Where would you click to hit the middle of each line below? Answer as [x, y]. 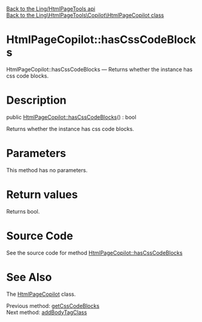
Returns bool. [23, 211]
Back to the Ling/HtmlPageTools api [51, 9]
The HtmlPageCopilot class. [41, 294]
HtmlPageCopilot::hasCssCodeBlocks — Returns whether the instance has [99, 69]
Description [36, 100]
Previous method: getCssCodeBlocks [53, 306]
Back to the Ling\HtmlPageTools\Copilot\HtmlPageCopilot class [85, 15]
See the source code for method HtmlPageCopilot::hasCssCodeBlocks [95, 253]
